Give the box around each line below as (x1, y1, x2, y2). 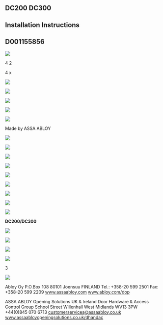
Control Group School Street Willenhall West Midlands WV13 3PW (5, 304, 138, 310)
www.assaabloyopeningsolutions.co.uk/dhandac (5, 314, 104, 320)
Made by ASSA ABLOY (5, 125, 51, 131)
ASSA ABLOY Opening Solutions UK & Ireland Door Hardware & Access (5, 298, 149, 304)
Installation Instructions (5, 21, 80, 29)
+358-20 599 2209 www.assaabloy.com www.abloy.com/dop (5, 289, 130, 295)
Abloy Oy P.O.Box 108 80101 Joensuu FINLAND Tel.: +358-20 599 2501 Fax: (5, 284, 159, 289)
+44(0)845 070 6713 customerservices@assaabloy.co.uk (5, 309, 121, 315)
